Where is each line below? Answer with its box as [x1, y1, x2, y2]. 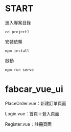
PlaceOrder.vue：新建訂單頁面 [5, 100, 67, 106]
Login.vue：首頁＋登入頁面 [5, 110, 60, 116]
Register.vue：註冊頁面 [5, 121, 52, 127]
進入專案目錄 [5, 20, 31, 25]
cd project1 [5, 29, 29, 34]
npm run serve [5, 67, 34, 72]
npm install [5, 48, 29, 53]
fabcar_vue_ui [5, 84, 64, 95]
